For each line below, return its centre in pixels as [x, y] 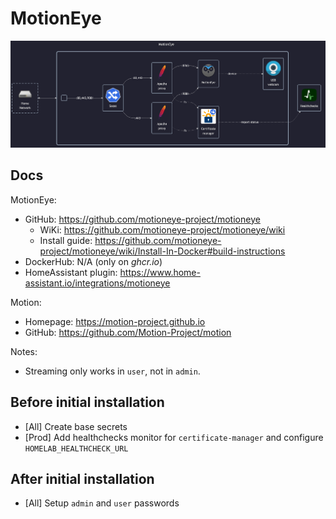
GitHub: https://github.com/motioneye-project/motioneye [142, 219]
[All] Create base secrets [76, 426]
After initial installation [82, 478]
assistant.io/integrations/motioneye [97, 283]
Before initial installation [87, 402]
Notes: [24, 351]
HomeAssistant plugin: [71, 272]
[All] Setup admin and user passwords [102, 503]
